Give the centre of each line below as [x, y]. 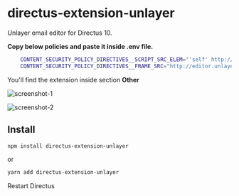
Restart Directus [31, 186]
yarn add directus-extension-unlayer [63, 173]
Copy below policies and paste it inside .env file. [80, 46]
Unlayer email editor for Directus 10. [60, 33]
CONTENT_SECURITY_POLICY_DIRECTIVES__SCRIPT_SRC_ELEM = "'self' [114, 59]
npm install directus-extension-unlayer [68, 146]
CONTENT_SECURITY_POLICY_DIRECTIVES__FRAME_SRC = [94, 66]
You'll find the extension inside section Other [74, 80]
